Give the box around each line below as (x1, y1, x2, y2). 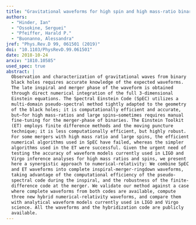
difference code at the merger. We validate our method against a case (11, 183, 190, 189)
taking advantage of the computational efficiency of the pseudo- (11, 172, 176, 178)
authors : (6, 14, 27, 20)
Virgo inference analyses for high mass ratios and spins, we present (11, 156, 187, 162)
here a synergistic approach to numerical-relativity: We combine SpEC (11, 161, 190, 167)
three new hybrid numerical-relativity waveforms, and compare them (11, 194, 181, 200)
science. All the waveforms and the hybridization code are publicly (11, 204, 184, 211)
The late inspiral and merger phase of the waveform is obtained (11, 85, 174, 91)
